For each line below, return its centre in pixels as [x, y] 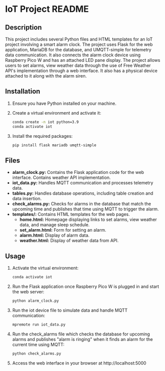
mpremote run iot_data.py [39, 325]
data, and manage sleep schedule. [54, 225]
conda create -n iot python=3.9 [45, 122]
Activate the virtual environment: [45, 268]
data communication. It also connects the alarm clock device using [73, 55]
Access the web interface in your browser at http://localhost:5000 [79, 363]
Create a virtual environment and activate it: [57, 113]
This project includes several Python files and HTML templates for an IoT [79, 39]
